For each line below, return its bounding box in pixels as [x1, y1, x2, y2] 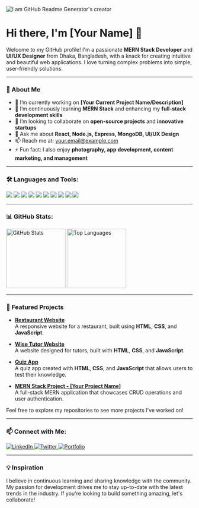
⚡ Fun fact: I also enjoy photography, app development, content [14, 146, 174, 153]
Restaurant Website [14, 317, 65, 324]
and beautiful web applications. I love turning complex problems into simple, [6, 58, 192, 65]
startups [14, 124, 37, 131]
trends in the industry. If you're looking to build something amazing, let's [6, 490, 183, 497]
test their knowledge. [14, 371, 67, 378]
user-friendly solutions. [6, 65, 63, 72]
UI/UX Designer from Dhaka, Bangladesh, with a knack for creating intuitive [6, 52, 191, 59]
